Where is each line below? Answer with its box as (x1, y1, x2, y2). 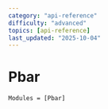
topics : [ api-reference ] (8, 26, 91, 34)
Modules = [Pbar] (8, 95, 66, 103)
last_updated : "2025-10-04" (8, 33, 102, 42)
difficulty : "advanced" (8, 19, 87, 27)
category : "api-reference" (8, 11, 98, 20)
